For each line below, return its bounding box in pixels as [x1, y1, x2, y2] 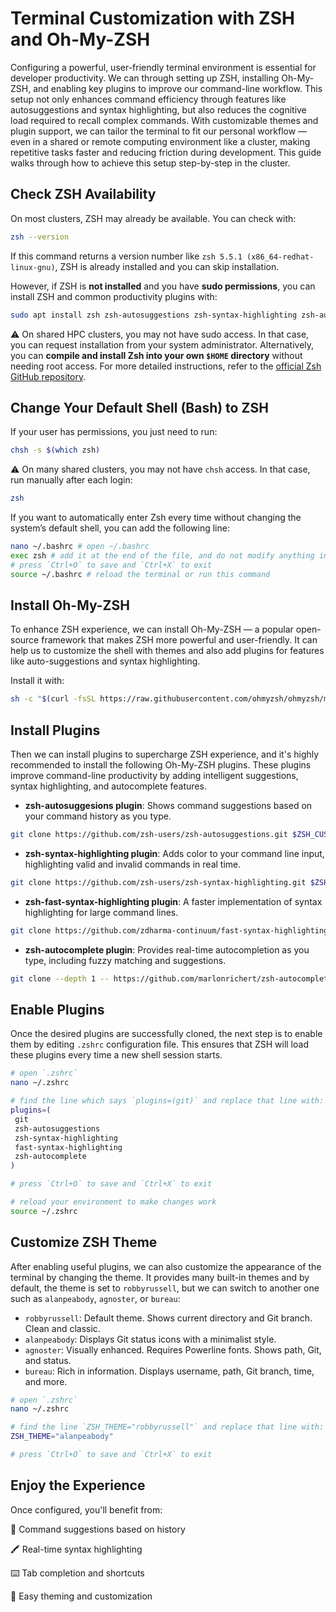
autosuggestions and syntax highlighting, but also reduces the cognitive [10, 103, 307, 116]
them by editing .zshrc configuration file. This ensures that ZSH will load [10, 1038, 309, 1051]
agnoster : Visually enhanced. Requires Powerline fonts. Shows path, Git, [24, 1343, 322, 1356]
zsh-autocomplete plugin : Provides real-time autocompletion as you [24, 943, 310, 956]
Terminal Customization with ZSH [10, 7, 295, 30]
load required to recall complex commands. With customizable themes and [10, 114, 319, 126]
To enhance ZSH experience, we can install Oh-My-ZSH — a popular [10, 623, 294, 636]
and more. [24, 1375, 68, 1387]
